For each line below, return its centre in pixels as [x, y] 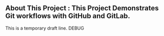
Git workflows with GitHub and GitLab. [68, 16]
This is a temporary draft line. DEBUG [45, 28]
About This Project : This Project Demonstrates [82, 8]
